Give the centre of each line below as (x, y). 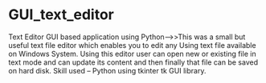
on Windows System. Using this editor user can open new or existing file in (132, 53)
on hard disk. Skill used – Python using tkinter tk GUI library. (107, 70)
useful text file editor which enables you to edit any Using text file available (132, 45)
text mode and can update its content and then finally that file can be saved (133, 62)
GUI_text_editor (61, 15)
